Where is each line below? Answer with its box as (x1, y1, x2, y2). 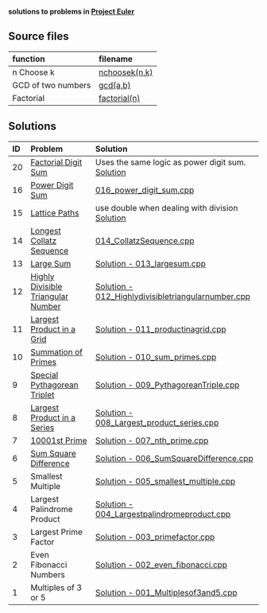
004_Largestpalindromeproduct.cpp (95, 508, 231, 519)
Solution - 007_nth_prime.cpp (95, 435, 209, 446)
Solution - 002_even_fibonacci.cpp (95, 559, 228, 570)
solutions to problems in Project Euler (8, 7, 135, 16)
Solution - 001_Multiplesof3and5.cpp (95, 587, 238, 598)
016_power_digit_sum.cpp (95, 184, 195, 196)
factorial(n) (98, 92, 141, 103)
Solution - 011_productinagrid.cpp (95, 324, 226, 335)
